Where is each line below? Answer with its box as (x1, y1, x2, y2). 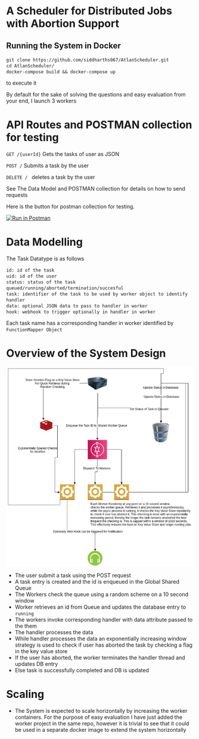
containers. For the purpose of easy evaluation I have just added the (14, 713, 183, 721)
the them (14, 622, 38, 629)
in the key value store (14, 647, 68, 654)
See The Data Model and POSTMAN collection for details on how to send (6, 185, 186, 192)
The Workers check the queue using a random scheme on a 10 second (14, 591, 189, 598)
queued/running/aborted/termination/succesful (6, 285, 124, 291)
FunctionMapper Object (6, 326, 63, 333)
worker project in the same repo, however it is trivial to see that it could (14, 719, 189, 727)
